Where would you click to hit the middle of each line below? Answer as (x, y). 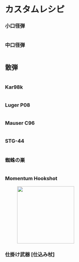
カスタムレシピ (35, 9)
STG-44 (15, 141)
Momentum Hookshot (31, 178)
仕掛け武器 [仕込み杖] (30, 255)
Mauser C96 (20, 123)
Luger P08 (18, 105)
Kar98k (14, 87)
